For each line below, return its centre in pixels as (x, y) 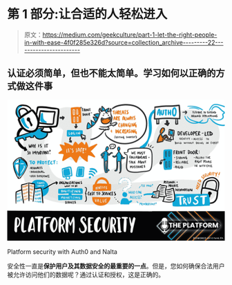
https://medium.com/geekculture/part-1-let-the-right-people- (130, 35)
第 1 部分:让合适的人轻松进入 (87, 14)
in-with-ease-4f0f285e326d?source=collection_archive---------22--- (124, 42)
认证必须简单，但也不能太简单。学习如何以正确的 (112, 73)
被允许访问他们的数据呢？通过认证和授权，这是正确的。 (86, 275)
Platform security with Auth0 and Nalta (62, 251)
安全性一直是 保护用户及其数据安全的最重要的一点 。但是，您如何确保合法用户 (116, 266)
